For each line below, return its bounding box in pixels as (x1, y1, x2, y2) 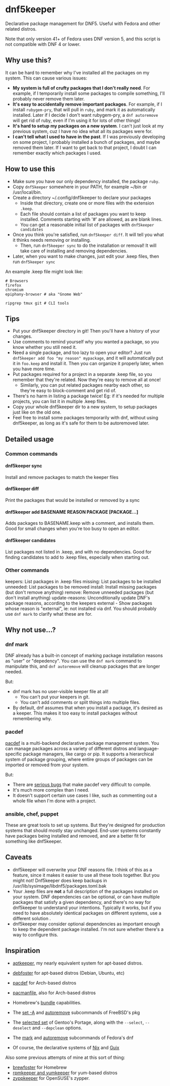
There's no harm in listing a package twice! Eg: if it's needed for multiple (12, 393, 164, 399)
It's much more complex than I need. (12, 787, 90, 793)
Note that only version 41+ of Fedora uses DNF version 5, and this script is (5, 36, 161, 42)
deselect (12, 1025, 31, 1031)
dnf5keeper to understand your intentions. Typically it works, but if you (12, 904, 161, 911)
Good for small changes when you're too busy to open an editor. (5, 525, 140, 532)
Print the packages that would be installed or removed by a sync (5, 497, 140, 503)
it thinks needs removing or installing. (12, 237, 91, 243)
